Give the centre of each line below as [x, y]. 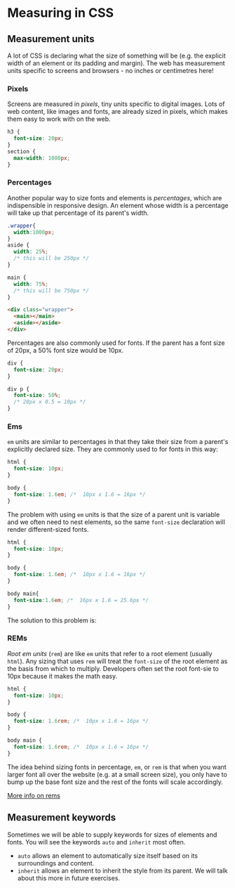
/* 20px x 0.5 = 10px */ [50, 402]
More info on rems [34, 795]
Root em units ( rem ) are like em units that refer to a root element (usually [110, 653]
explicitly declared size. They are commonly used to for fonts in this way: [113, 449]
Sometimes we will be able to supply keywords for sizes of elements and [112, 835]
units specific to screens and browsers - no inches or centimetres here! [110, 71]
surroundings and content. [56, 863]
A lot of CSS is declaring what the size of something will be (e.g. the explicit [116, 55]
